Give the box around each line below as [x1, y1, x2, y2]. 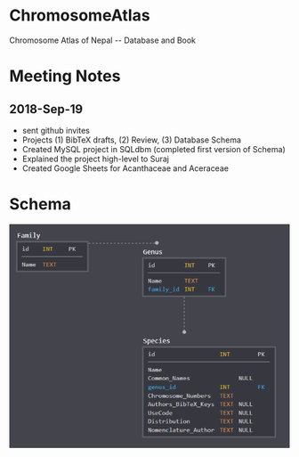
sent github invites [21, 125, 91, 135]
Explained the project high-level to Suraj [21, 153, 169, 164]
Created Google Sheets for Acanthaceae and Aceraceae [21, 162, 230, 174]
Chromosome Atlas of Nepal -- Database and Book [9, 35, 197, 45]
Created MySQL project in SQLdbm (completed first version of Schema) [21, 143, 287, 154]
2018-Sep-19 [9, 102, 83, 117]
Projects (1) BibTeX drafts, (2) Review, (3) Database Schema [21, 135, 242, 145]
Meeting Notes [9, 66, 121, 86]
